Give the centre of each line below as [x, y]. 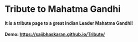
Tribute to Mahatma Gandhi [63, 9]
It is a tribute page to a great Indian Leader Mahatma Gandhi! [69, 23]
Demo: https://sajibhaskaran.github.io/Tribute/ [55, 34]
